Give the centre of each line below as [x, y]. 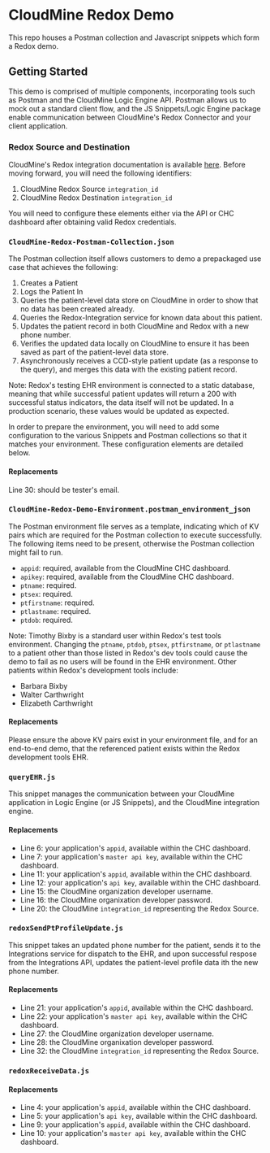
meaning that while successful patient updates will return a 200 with [122, 394]
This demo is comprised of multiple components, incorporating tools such [132, 91]
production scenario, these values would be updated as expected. [119, 411]
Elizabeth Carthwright [56, 703]
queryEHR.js [32, 777]
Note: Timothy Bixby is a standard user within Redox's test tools [115, 635]
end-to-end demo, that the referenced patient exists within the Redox [124, 749]
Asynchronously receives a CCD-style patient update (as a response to [139, 361]
